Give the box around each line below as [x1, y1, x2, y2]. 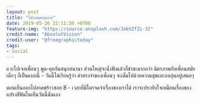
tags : [6, 43, 20, 49]
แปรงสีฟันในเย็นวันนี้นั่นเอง [6, 90, 61, 98]
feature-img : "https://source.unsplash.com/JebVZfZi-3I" [6, 25, 154, 32]
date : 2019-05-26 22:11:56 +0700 [6, 20, 91, 26]
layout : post [6, 8, 39, 15]
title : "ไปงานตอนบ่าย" [6, 15, 56, 21]
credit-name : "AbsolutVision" [6, 32, 83, 38]
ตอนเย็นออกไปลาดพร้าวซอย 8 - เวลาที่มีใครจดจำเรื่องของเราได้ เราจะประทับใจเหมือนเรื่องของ [6, 84, 192, 91]
